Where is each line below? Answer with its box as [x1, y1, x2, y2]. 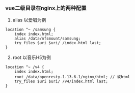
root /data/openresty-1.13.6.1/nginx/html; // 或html [14, 75, 130, 80]
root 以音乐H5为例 [12, 54, 51, 60]
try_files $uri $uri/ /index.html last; [14, 41, 101, 46]
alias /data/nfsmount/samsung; [14, 36, 81, 41]
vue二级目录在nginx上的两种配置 [5, 4, 87, 11]
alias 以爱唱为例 [12, 17, 46, 23]
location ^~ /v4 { [5, 65, 44, 70]
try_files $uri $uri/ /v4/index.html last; [14, 79, 109, 84]
